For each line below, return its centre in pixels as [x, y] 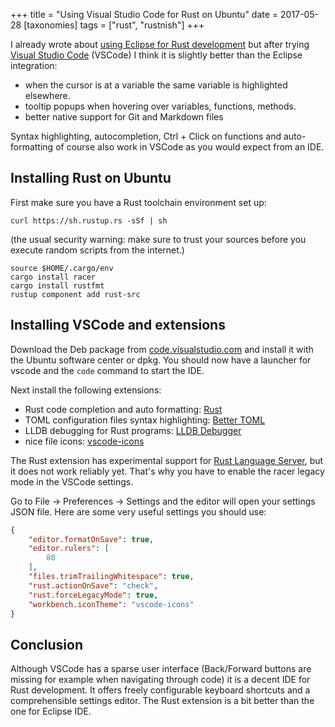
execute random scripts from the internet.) [97, 250]
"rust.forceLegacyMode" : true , [93, 595]
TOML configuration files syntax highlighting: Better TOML [145, 420]
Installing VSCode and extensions [118, 325]
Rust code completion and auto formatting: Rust [123, 409]
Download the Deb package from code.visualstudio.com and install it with [162, 349]
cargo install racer [53, 277]
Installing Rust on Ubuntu [91, 178]
